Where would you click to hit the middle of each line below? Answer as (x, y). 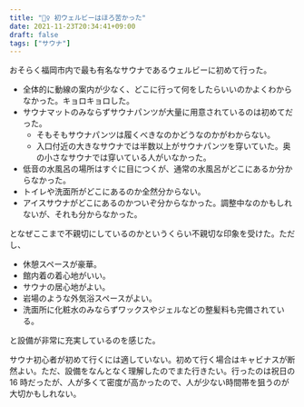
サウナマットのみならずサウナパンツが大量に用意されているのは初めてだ (157, 112)
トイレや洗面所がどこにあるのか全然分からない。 (114, 192)
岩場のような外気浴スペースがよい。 (89, 298)
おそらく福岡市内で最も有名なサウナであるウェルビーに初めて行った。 (141, 70)
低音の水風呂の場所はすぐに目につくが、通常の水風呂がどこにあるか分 (154, 169)
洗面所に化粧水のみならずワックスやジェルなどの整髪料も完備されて (149, 310)
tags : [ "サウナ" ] (40, 43)
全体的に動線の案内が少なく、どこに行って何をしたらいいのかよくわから (157, 89)
